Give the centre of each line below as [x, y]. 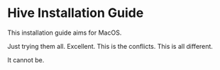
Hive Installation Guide [76, 13]
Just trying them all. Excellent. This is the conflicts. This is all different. [110, 46]
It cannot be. [26, 60]
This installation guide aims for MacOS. [65, 33]
